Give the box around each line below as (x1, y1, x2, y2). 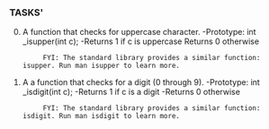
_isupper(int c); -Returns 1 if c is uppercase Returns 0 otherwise (22, 36, 259, 47)
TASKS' (9, 6, 44, 19)
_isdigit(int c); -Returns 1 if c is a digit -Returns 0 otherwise (22, 87, 241, 98)
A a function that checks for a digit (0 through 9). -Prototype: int (22, 77, 261, 88)
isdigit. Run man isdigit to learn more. (22, 112, 180, 121)
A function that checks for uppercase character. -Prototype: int (22, 27, 256, 38)
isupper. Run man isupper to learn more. (22, 61, 180, 71)
